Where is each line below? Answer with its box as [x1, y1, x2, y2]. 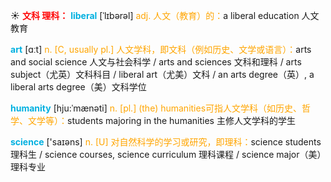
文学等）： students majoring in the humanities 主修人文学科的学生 [27, 115, 296, 126]
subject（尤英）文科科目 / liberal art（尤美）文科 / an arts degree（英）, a [10, 69, 315, 80]
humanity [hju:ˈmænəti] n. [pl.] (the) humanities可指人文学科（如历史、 [10, 102, 303, 114]
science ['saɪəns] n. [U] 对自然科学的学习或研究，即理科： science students [10, 136, 322, 148]
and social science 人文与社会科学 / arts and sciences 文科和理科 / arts [10, 56, 302, 68]
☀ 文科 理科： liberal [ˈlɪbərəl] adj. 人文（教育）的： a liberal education [10, 10, 300, 21]
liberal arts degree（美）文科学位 [10, 81, 147, 93]
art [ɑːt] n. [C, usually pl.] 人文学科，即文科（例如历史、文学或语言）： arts [10, 44, 312, 55]
